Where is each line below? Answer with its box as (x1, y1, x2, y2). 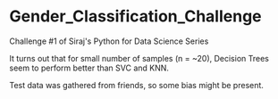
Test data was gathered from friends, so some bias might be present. (9, 79, 264, 90)
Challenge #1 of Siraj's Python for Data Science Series (9, 36, 209, 46)
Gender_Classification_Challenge (9, 6, 262, 27)
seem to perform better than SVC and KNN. (9, 62, 170, 73)
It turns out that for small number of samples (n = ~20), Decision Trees (9, 53, 270, 63)
